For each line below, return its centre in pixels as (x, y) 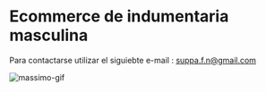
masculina (49, 35)
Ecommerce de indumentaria (119, 17)
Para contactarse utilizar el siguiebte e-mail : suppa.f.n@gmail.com (133, 60)
